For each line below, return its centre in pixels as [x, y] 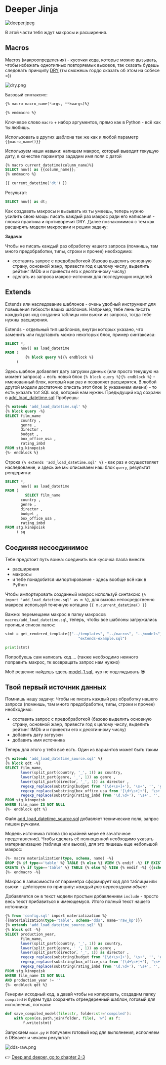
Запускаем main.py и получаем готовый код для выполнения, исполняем [82, 1032]
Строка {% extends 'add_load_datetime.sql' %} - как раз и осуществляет [82, 462]
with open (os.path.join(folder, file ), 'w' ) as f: [67, 1019]
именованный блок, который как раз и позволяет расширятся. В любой [81, 382]
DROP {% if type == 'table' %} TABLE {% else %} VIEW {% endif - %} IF [77, 863]
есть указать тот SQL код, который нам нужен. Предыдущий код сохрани [83, 392]
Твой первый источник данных [56, 687]
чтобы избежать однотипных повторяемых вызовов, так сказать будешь [82, 65]
